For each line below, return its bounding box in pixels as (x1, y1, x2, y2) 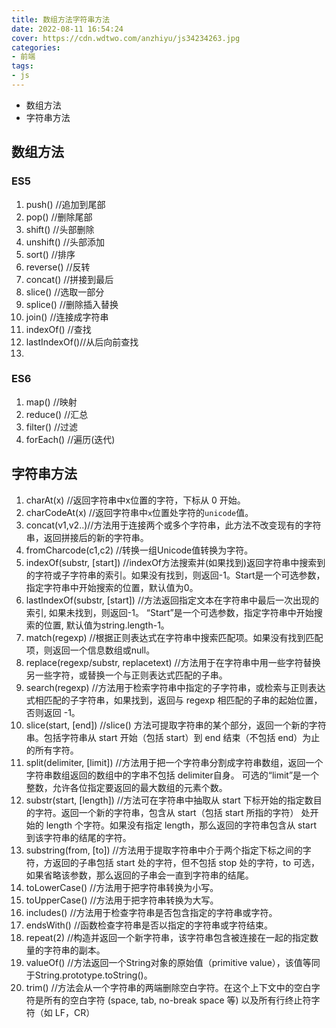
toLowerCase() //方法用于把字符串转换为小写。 (25, 881, 219, 893)
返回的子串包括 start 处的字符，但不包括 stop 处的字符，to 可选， (52, 856, 321, 868)
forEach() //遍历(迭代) (25, 433, 116, 445)
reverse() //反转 (25, 261, 91, 273)
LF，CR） (54, 1006, 96, 1018)
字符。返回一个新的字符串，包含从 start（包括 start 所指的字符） (34, 806, 299, 818)
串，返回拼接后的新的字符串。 (25, 531, 149, 543)
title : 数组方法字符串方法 (11, 14, 111, 25)
